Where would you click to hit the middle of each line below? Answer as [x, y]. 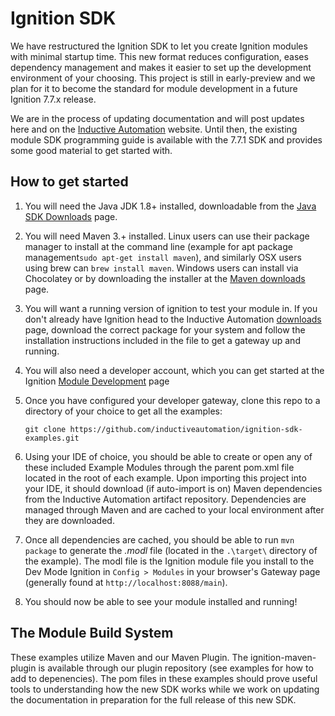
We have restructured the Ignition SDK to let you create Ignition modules [159, 46]
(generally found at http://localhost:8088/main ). [126, 582]
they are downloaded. [69, 520]
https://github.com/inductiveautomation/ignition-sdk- [186, 429]
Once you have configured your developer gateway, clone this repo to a [172, 400]
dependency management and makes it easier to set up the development [161, 67]
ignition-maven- [283, 657]
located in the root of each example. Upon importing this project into [165, 478]
